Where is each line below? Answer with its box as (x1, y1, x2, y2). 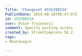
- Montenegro (5, 39, 32, 44)
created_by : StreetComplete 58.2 (5, 30, 73, 35)
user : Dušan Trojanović (5, 21, 54, 26)
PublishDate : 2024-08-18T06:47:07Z (5, 12, 78, 17)
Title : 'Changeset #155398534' (5, 7, 69, 12)
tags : (5, 35, 16, 40)
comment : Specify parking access (5, 26, 73, 30)
